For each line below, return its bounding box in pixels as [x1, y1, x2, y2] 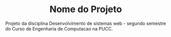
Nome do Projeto [49, 4, 123, 15]
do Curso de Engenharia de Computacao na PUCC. [5, 25, 113, 31]
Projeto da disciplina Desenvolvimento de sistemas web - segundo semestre [5, 20, 166, 26]
